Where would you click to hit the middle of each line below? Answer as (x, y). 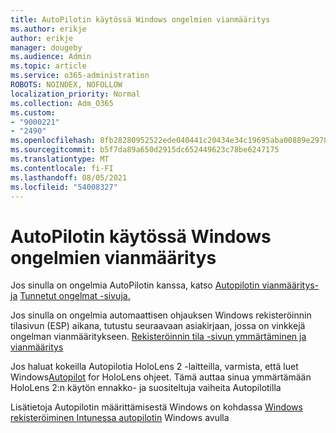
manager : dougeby (46, 47)
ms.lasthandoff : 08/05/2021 (69, 177)
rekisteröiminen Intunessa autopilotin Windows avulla (120, 418)
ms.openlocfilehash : (53, 141)
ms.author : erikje (48, 29)
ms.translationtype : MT (60, 159)
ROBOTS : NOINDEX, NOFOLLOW (66, 85)
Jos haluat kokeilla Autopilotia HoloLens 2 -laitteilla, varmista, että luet (154, 367)
